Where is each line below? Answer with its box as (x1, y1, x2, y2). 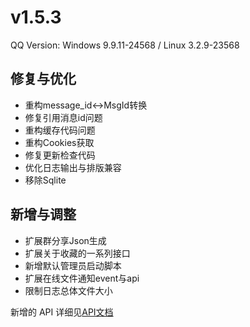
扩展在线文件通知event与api (24, 272, 140, 284)
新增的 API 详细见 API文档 (10, 306, 114, 318)
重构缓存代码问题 (24, 124, 96, 136)
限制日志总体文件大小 (24, 284, 113, 296)
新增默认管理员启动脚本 (24, 259, 122, 271)
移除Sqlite (24, 174, 67, 186)
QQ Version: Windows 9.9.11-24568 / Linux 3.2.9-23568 (10, 39, 240, 51)
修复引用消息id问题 (24, 111, 103, 123)
